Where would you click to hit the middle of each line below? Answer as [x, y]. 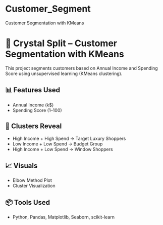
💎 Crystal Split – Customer [61, 43]
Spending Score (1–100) [37, 110]
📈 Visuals [21, 165]
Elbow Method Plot [32, 180]
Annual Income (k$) [33, 105]
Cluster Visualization [34, 186]
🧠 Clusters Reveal [34, 126]
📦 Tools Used [28, 202]
